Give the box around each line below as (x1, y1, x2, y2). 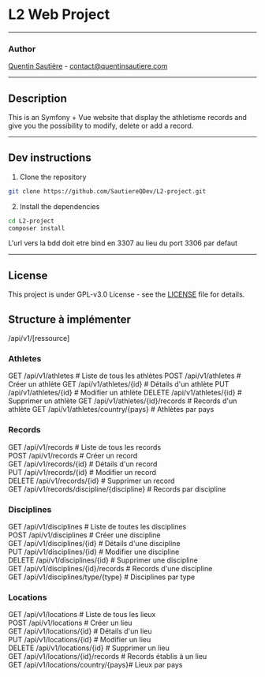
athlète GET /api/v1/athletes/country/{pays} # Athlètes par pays (8, 405, 215, 414)
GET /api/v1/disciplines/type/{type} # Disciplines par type (8, 572, 196, 582)
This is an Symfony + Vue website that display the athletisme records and (8, 113, 247, 122)
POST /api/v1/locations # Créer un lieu (8, 618, 132, 628)
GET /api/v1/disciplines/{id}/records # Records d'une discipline (8, 564, 213, 573)
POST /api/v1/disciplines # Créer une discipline (8, 530, 161, 540)
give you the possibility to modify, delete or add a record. (8, 121, 194, 131)
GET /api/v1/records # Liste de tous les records (8, 442, 162, 451)
